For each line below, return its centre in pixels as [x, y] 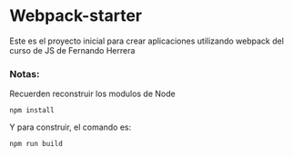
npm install [32, 111]
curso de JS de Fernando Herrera [72, 50]
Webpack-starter [76, 16]
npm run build [36, 144]
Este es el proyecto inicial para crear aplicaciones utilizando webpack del [147, 41]
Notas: [25, 73]
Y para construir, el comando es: [71, 127]
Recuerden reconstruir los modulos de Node [92, 94]
